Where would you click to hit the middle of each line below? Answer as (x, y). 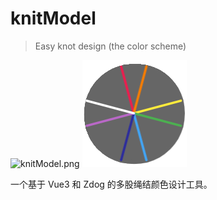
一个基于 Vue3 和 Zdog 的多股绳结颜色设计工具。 (111, 184)
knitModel (53, 18)
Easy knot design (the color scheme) (110, 46)
